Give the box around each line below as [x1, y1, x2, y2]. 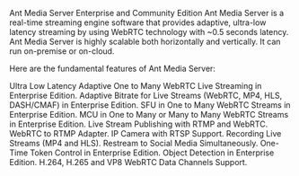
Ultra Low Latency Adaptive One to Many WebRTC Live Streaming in [9, 81, 262, 91]
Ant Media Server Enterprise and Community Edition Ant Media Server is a [9, 8, 285, 18]
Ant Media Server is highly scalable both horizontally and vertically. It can [9, 36, 281, 47]
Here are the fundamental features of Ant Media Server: [9, 63, 215, 74]
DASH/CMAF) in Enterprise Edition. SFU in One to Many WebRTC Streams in [9, 100, 291, 110]
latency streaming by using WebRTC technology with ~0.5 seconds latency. [9, 27, 289, 37]
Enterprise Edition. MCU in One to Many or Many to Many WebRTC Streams [9, 110, 289, 119]
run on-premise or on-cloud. [9, 46, 115, 57]
